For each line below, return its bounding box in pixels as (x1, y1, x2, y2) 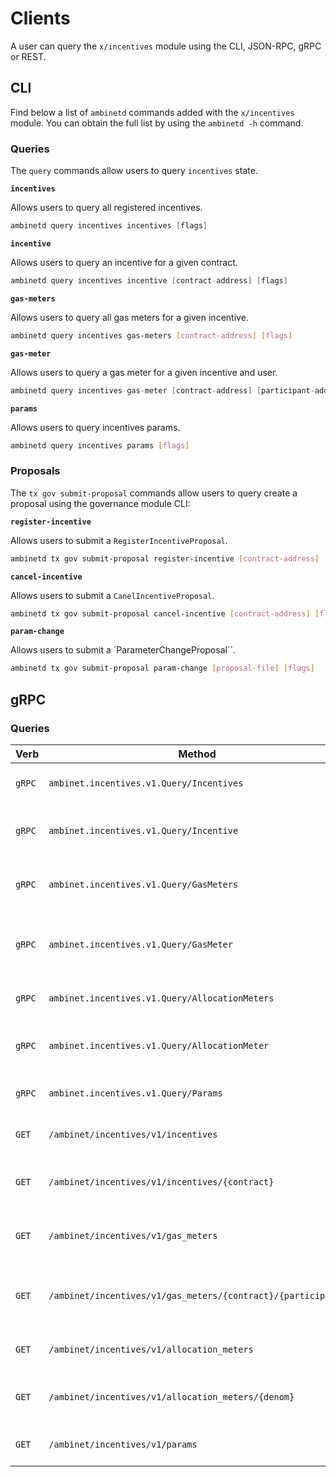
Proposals (10, 464, 61, 478)
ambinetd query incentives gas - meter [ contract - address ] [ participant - (10, 385, 315, 396)
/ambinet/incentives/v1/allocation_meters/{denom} (48, 1392, 295, 1403)
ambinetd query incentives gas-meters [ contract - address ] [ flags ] (10, 330, 293, 341)
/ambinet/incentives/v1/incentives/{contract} (48, 1177, 275, 1188)
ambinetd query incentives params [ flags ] (10, 440, 190, 451)
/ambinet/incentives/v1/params (48, 1439, 198, 1451)
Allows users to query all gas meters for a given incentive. (10, 311, 249, 323)
